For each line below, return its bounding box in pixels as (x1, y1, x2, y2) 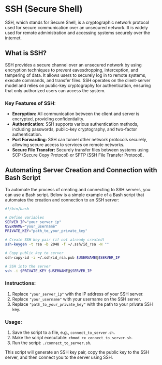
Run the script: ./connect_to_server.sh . (12, 340, 92, 346)
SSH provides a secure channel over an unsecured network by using (5, 62, 142, 67)
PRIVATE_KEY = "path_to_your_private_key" (5, 229, 88, 233)
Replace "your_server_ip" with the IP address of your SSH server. (12, 291, 144, 297)
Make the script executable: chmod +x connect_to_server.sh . (12, 335, 133, 341)
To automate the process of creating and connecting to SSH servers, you (5, 186, 151, 192)
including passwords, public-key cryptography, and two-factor (12, 126, 137, 132)
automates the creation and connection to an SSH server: (5, 197, 119, 202)
